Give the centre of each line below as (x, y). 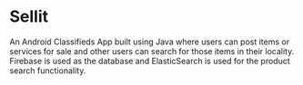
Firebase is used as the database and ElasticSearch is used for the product (150, 61)
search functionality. (48, 71)
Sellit (29, 17)
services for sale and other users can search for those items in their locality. (152, 51)
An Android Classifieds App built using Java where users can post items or (149, 42)
